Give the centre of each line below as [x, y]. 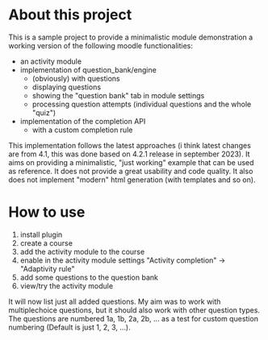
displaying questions [67, 87]
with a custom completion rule [82, 130]
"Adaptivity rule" [47, 268]
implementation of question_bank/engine [88, 69]
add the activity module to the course [82, 251]
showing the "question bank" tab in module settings [118, 95]
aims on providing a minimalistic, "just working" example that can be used [131, 162]
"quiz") [44, 112]
